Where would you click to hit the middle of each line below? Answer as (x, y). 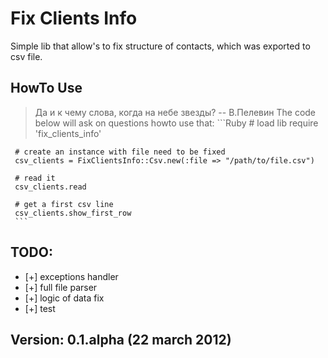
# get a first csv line (64, 204)
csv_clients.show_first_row (73, 213)
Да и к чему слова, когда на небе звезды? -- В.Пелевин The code (175, 112)
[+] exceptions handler (71, 276)
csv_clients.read (50, 187)
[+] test (40, 308)
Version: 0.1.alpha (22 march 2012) (121, 339)
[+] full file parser (61, 287)
